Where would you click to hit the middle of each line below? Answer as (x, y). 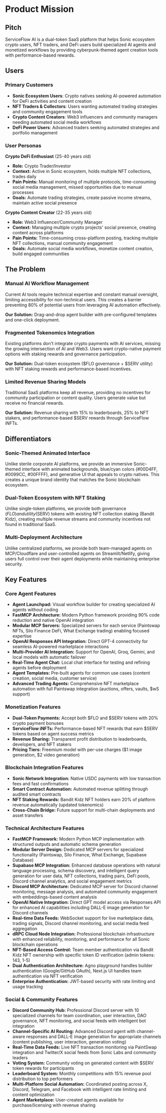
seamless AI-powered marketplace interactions (60, 647)
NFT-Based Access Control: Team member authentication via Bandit (83, 950)
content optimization (33, 1095)
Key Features (26, 579)
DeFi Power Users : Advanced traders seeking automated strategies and (86, 127)
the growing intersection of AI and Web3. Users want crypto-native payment (83, 348)
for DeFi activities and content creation (52, 101)
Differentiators (28, 439)
